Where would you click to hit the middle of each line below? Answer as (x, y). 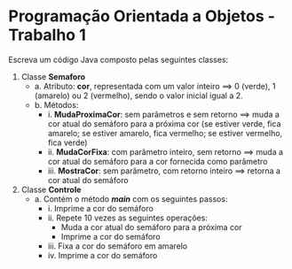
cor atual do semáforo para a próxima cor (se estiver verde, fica (164, 123)
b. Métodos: (56, 104)
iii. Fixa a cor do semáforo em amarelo (118, 246)
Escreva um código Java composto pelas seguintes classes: (118, 59)
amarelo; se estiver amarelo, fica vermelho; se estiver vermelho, (165, 133)
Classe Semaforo (53, 76)
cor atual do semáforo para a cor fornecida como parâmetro (158, 161)
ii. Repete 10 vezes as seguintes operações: (127, 218)
